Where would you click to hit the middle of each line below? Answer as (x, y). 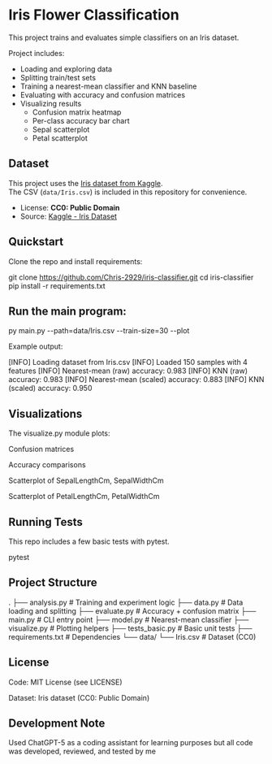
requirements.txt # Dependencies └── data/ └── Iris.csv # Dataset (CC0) (132, 636)
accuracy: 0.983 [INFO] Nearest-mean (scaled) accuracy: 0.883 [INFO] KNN (136, 380)
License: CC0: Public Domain (70, 207)
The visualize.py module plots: (60, 433)
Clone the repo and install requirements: (76, 261)
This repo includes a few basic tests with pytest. (89, 541)
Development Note (57, 724)
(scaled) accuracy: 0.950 (50, 389)
